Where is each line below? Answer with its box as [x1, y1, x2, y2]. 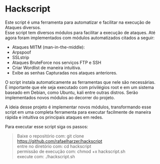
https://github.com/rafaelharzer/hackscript [16, 138, 103, 144]
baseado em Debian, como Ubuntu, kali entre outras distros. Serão [5, 89, 138, 95]
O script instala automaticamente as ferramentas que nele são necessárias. [5, 79, 156, 85]
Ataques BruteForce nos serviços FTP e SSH [12, 60, 102, 65]
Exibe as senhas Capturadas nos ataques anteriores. [12, 70, 118, 75]
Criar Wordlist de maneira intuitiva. [12, 64, 81, 71]
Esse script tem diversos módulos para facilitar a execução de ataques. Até [5, 30, 156, 35]
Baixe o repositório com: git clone [16, 133, 84, 139]
